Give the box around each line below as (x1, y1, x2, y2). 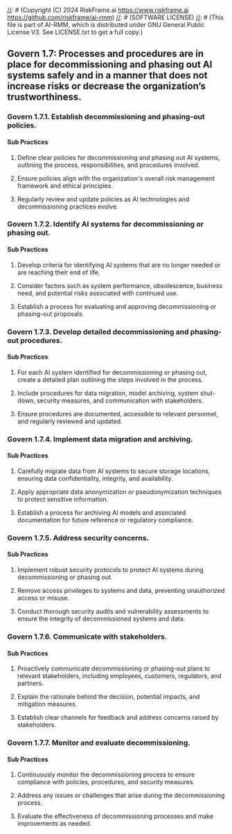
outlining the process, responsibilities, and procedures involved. (17, 161, 200, 169)
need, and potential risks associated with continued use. (17, 289, 179, 297)
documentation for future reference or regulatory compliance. (17, 515, 194, 524)
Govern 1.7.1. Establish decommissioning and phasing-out (7, 112, 206, 122)
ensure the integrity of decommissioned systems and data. (17, 614, 186, 623)
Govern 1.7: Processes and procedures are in (7, 48, 204, 60)
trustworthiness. (7, 91, 82, 103)
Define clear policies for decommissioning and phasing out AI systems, (17, 153, 220, 161)
